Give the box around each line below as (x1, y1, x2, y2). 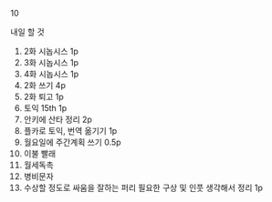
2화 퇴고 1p (23, 91, 65, 102)
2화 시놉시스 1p (23, 45, 78, 56)
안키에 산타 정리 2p (23, 114, 92, 125)
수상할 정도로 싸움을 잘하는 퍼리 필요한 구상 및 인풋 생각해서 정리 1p (23, 182, 264, 193)
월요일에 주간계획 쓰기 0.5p (23, 136, 121, 147)
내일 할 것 (10, 26, 45, 37)
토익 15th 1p (23, 103, 68, 113)
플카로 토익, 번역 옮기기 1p (23, 126, 118, 136)
